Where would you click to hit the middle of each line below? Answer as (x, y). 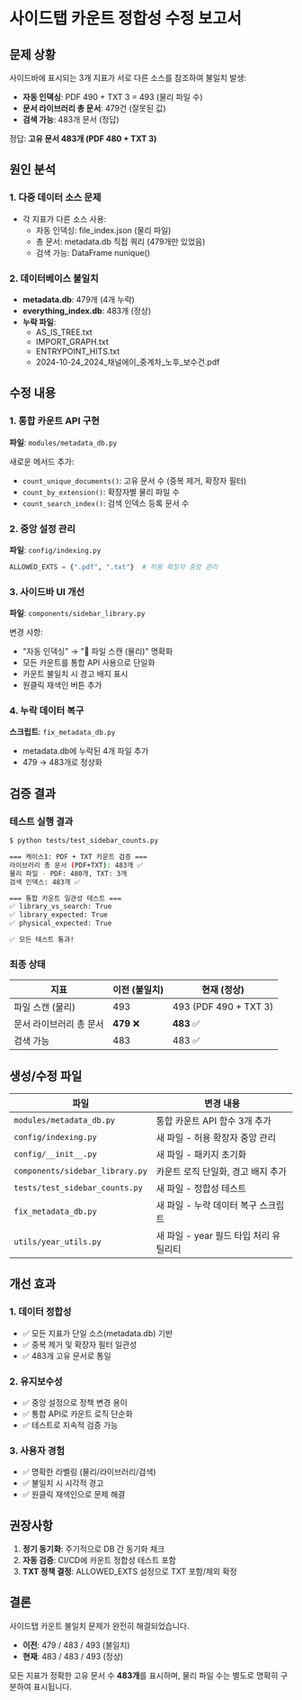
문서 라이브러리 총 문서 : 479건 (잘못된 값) (94, 108)
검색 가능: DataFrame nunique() (93, 252)
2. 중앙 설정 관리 (43, 529)
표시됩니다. (53, 1686)
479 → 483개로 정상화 (62, 763)
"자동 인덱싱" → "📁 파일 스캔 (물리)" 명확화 (98, 651)
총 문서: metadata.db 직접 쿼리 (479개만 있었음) (120, 241)
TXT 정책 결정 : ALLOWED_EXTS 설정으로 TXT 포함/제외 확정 (129, 1571)
